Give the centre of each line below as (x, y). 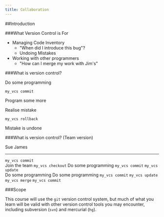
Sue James (16, 147)
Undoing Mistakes (38, 53)
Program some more (26, 100)
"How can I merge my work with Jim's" (59, 63)
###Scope (16, 190)
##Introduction (20, 24)
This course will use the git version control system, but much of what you (80, 199)
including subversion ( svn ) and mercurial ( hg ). (51, 209)
